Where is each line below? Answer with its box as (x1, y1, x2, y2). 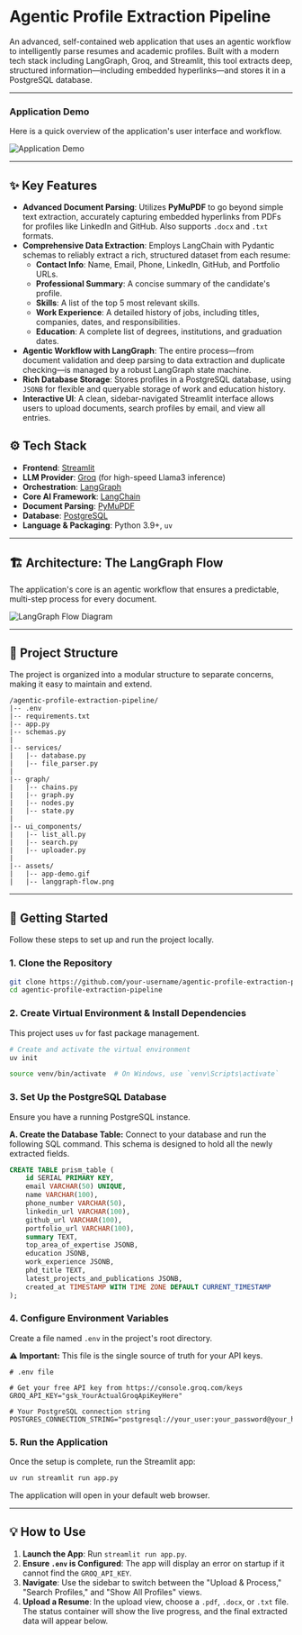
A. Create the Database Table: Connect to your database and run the (9, 1129, 267, 1140)
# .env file (9, 1367, 54, 1376)
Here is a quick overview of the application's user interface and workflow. (9, 126, 282, 137)
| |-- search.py (9, 838, 78, 848)
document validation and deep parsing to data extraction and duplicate (22, 355, 286, 366)
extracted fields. (9, 1148, 70, 1158)
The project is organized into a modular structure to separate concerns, (9, 669, 274, 680)
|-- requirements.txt (9, 712, 91, 722)
